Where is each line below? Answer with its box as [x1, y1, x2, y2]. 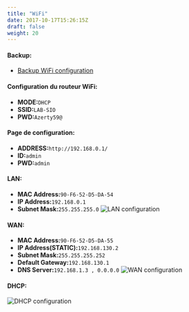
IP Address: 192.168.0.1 [17, 197, 86, 206]
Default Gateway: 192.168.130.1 [17, 258, 110, 267]
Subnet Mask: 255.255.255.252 [17, 251, 106, 259]
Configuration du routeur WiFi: [7, 83, 98, 91]
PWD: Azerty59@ [17, 113, 63, 121]
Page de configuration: [7, 129, 75, 137]
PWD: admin [17, 158, 50, 167]
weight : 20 [7, 29, 39, 37]
